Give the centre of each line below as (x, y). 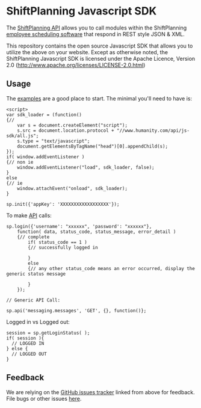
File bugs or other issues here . (44, 398)
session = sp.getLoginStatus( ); (48, 333)
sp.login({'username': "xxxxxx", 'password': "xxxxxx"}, (79, 226)
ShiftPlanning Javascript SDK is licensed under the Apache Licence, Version (101, 58)
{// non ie (20, 162)
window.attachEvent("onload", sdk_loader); (73, 188)
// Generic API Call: (33, 300)
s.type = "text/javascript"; (54, 141)
